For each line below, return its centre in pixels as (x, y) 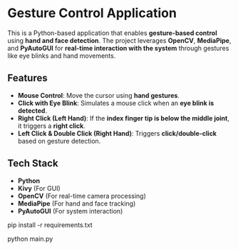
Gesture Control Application (92, 13)
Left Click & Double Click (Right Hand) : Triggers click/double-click (117, 133)
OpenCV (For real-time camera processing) (82, 196)
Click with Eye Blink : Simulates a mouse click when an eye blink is (116, 103)
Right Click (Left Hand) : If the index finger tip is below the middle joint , (123, 118)
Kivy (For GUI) (39, 188)
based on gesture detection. (59, 141)
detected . (32, 110)
